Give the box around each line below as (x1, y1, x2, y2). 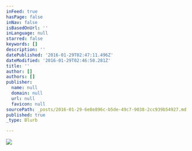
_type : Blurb (6, 118, 38, 123)
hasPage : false (6, 14, 43, 20)
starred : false (6, 36, 43, 42)
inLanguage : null (6, 30, 48, 36)
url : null (11, 95, 35, 101)
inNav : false (6, 19, 38, 25)
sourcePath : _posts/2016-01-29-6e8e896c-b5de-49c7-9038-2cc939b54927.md (6, 107, 187, 112)
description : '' (6, 47, 46, 53)
